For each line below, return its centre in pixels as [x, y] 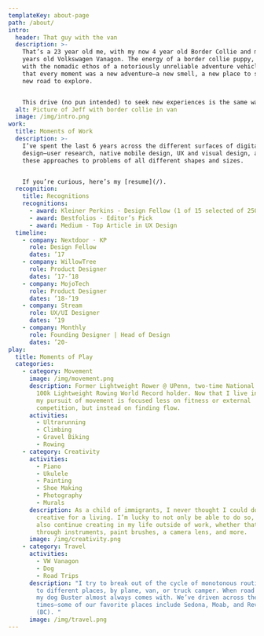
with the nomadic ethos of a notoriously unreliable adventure [128, 67]
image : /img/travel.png [68, 620]
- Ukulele [52, 473]
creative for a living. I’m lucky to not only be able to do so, [146, 517]
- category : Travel [54, 546]
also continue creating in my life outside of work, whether [139, 525]
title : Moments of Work [54, 132]
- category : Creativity [61, 451]
